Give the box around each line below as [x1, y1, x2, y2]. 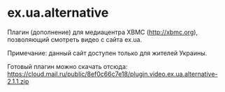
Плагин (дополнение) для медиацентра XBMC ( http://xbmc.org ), [7, 28, 198, 36]
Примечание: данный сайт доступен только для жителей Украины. [7, 49, 208, 57]
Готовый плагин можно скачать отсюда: [7, 62, 128, 70]
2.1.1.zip [7, 77, 29, 85]
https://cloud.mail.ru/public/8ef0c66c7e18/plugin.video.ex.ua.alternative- [7, 70, 218, 78]
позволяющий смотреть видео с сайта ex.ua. [7, 35, 143, 43]
